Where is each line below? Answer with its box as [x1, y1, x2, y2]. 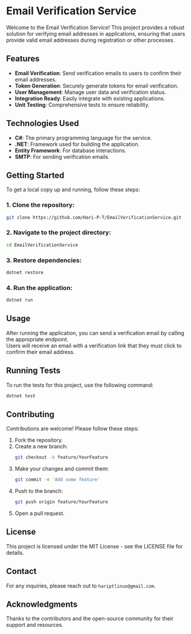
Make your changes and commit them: [14, 465, 109, 472]
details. [6, 549, 24, 556]
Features [6, 54, 40, 64]
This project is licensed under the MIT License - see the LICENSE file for [6, 542, 183, 550]
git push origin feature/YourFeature [14, 499, 109, 505]
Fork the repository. [14, 437, 63, 444]
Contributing [6, 409, 55, 419]
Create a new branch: [14, 443, 68, 450]
